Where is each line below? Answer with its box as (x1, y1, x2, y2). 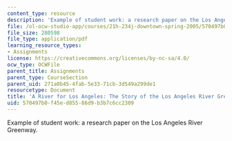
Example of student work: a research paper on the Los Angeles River (7, 118, 203, 127)
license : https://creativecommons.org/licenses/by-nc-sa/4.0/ (7, 55, 190, 62)
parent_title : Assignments (7, 67, 85, 74)
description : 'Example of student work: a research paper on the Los (7, 17, 212, 23)
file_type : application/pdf (7, 36, 88, 43)
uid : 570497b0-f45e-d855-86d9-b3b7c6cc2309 (7, 100, 135, 107)
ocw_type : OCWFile (7, 61, 60, 68)
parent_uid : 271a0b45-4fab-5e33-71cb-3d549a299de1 (7, 80, 156, 87)
